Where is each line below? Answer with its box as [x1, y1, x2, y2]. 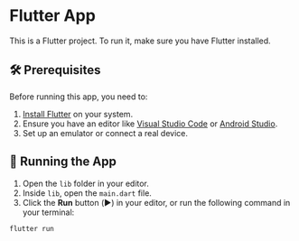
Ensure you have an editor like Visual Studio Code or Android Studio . [22, 118, 278, 129]
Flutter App [9, 5, 97, 26]
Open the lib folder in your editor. [22, 178, 149, 189]
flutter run [9, 224, 54, 233]
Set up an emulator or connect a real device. [22, 127, 188, 138]
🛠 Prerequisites [9, 62, 101, 78]
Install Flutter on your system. [22, 108, 134, 119]
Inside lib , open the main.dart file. [22, 187, 152, 199]
